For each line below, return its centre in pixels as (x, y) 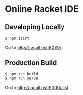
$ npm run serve (21, 78)
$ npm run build (21, 74)
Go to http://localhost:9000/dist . (37, 87)
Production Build (31, 63)
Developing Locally (35, 27)
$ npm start (17, 38)
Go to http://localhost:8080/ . (34, 47)
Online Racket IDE (42, 9)
